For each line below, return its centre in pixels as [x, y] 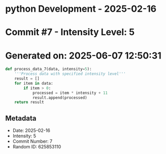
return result [29, 102]
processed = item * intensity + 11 [70, 93]
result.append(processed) [60, 97]
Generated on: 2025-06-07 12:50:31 [83, 55]
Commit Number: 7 [32, 141]
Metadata [21, 118]
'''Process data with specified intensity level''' [70, 74]
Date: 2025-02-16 [31, 131]
